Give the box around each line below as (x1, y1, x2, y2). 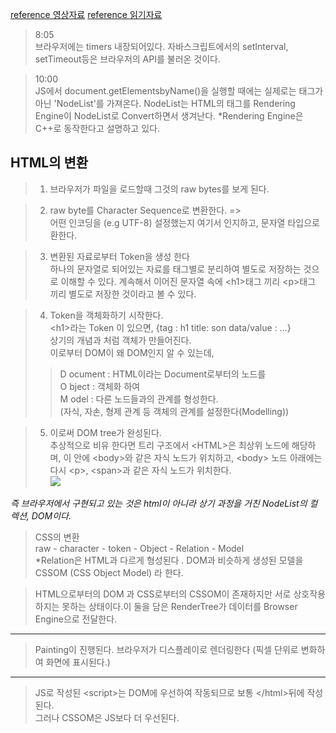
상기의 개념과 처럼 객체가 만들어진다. (49, 334, 192, 346)
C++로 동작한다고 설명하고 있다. (34, 123, 160, 134)
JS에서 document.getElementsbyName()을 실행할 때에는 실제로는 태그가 (34, 85, 324, 97)
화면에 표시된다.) (45, 656, 111, 668)
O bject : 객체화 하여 (59, 380, 141, 392)
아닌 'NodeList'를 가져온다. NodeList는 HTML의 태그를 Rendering (34, 98, 296, 109)
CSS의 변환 (34, 531, 80, 543)
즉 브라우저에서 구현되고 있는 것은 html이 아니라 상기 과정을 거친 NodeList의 (10, 497, 308, 509)
